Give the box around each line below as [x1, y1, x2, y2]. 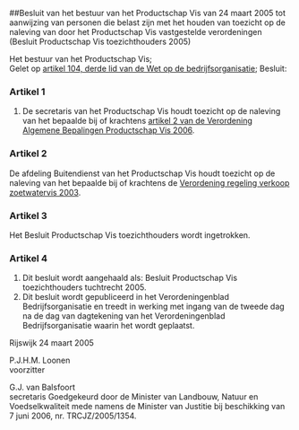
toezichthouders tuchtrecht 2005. [21, 282, 147, 293]
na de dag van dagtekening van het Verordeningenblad [21, 311, 226, 321]
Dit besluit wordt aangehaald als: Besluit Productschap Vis [21, 273, 238, 284]
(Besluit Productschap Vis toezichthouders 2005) [9, 36, 192, 47]
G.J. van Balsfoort [9, 382, 76, 393]
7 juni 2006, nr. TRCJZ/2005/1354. [9, 410, 137, 421]
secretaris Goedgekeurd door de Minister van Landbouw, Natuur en [9, 391, 259, 402]
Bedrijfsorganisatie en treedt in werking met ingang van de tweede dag [21, 301, 285, 312]
